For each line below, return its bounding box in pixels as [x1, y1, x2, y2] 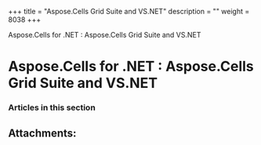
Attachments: [8, 126, 77, 140]
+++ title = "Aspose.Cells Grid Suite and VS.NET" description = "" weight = [8, 7, 250, 16]
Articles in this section [8, 102, 96, 113]
